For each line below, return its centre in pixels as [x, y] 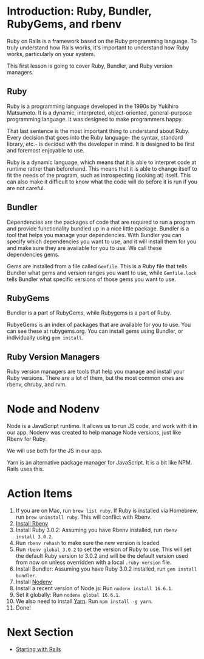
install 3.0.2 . [34, 536]
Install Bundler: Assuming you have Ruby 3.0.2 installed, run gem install [106, 569]
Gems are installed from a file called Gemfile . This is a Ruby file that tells [97, 266]
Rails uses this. [25, 469]
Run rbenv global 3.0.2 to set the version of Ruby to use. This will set [104, 549]
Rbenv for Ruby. [27, 439]
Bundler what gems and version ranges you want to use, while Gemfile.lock [102, 273]
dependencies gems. [33, 254]
